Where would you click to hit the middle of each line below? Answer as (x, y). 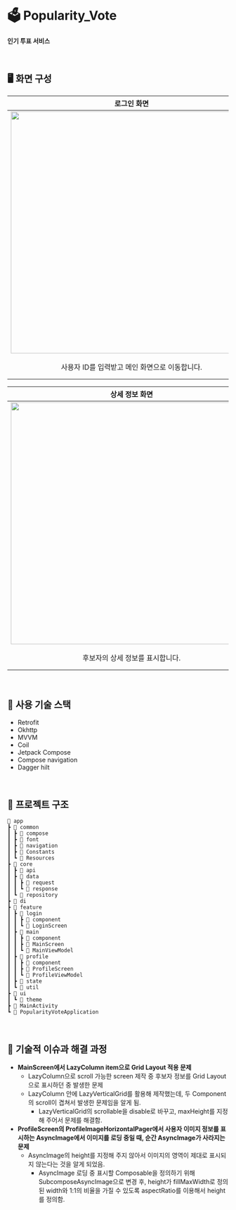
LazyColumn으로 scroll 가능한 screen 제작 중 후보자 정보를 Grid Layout (127, 1076)
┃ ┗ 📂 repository (33, 895)
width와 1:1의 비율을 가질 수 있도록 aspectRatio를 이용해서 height (136, 1191)
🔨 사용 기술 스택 (39, 705)
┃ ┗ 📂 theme (25, 1000)
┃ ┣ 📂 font (23, 840)
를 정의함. (52, 1199)
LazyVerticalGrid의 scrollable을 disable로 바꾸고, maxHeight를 (127, 1111)
